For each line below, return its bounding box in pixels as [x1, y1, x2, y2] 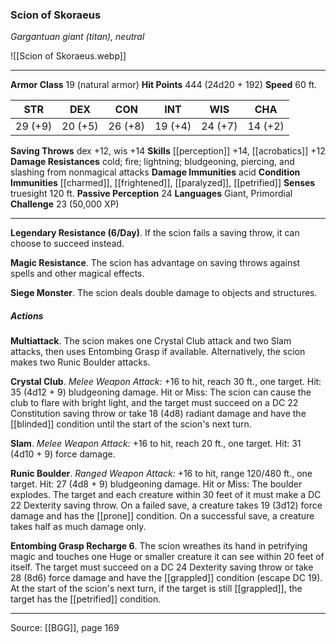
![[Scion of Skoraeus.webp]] [10, 50, 127, 62]
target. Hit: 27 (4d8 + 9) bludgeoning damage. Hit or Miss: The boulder [10, 478, 303, 490]
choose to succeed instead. [10, 238, 125, 250]
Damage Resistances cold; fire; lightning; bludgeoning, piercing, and [10, 156, 295, 168]
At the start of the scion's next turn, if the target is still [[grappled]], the [10, 583, 303, 595]
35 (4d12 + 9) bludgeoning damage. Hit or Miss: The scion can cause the [10, 386, 312, 398]
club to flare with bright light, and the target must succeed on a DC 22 [10, 397, 299, 409]
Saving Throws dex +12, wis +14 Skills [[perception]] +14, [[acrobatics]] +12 [10, 145, 326, 157]
